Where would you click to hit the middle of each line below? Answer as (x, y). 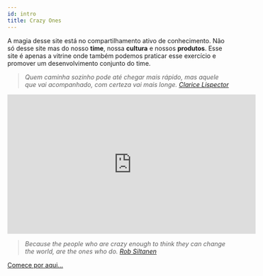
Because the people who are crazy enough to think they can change (125, 243)
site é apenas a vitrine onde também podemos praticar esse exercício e (112, 56)
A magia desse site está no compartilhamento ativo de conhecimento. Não (116, 40)
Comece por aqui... (35, 265)
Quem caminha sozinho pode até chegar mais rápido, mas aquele (122, 77)
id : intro (22, 14)
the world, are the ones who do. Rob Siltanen (91, 251)
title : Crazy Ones (34, 21)
